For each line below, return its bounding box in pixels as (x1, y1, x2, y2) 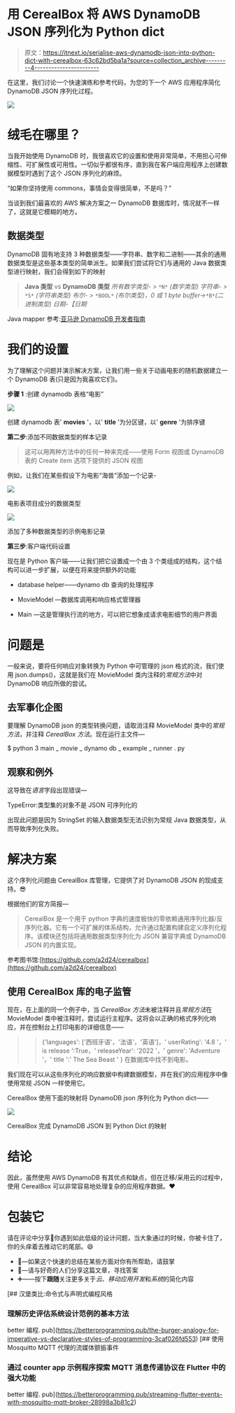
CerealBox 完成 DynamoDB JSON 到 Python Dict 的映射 (7, 1121, 167, 1130)
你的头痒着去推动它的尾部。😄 (7, 1242, 94, 1251)
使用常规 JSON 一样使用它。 (7, 1079, 90, 1087)
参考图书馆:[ (7, 956, 43, 964)
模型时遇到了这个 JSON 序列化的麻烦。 (13, 169, 126, 177)
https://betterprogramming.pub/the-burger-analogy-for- (57, 1326, 220, 1335)
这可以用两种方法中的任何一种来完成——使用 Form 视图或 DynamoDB (24, 447, 225, 455)
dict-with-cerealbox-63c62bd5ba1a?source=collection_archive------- (24, 56, 226, 64)
